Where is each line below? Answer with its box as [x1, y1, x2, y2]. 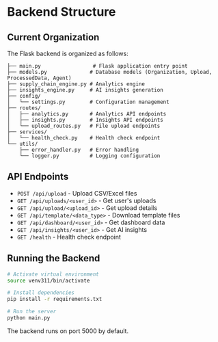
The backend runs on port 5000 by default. [7, 326, 128, 335]
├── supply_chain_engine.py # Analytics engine [7, 81, 146, 88]
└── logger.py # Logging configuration [19, 153, 161, 159]
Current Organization [7, 31, 100, 43]
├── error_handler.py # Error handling [19, 146, 139, 153]
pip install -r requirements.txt [7, 295, 103, 303]
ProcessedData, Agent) [7, 75, 72, 81]
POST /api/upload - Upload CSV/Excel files [16, 189, 137, 197]
